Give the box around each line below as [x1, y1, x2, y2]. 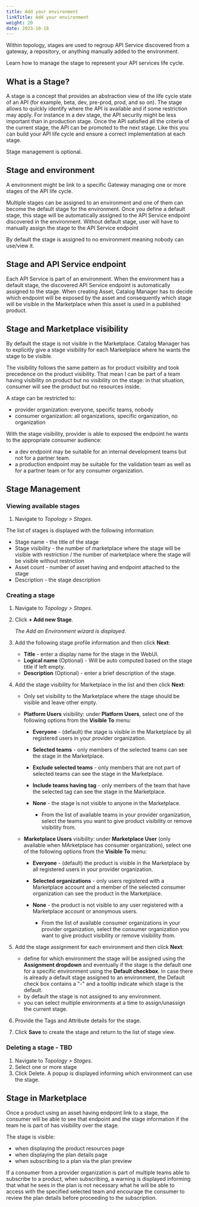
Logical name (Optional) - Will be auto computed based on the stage [23, 657, 192, 664]
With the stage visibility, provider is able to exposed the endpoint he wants [6, 430, 189, 437]
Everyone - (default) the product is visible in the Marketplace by [32, 860, 190, 867]
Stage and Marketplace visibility [6, 324, 129, 334]
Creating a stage [6, 591, 55, 599]
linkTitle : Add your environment [6, 14, 89, 20]
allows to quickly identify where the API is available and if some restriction [6, 105, 188, 112]
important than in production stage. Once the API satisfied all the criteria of [6, 118, 190, 125]
